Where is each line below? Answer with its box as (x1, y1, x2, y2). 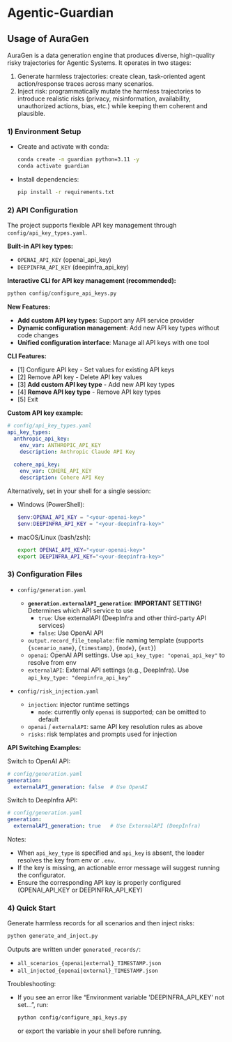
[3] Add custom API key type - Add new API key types (17, 381, 176, 389)
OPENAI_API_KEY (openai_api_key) (17, 256, 111, 264)
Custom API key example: (7, 409, 84, 417)
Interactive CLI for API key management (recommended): (7, 277, 176, 285)
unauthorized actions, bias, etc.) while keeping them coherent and (17, 102, 208, 110)
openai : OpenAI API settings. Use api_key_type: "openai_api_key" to (27, 651, 225, 659)
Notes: (7, 835, 26, 844)
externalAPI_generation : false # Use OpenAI (13, 784, 148, 791)
